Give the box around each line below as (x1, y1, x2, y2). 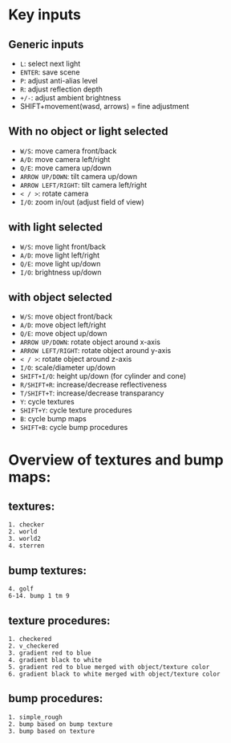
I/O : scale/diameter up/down (19, 363, 116, 372)
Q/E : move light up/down (19, 258, 101, 268)
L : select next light (19, 59, 81, 68)
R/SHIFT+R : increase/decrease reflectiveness (19, 380, 167, 390)
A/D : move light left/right (19, 250, 100, 260)
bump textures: (8, 563, 87, 577)
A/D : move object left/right (19, 320, 107, 330)
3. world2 (8, 535, 42, 543)
